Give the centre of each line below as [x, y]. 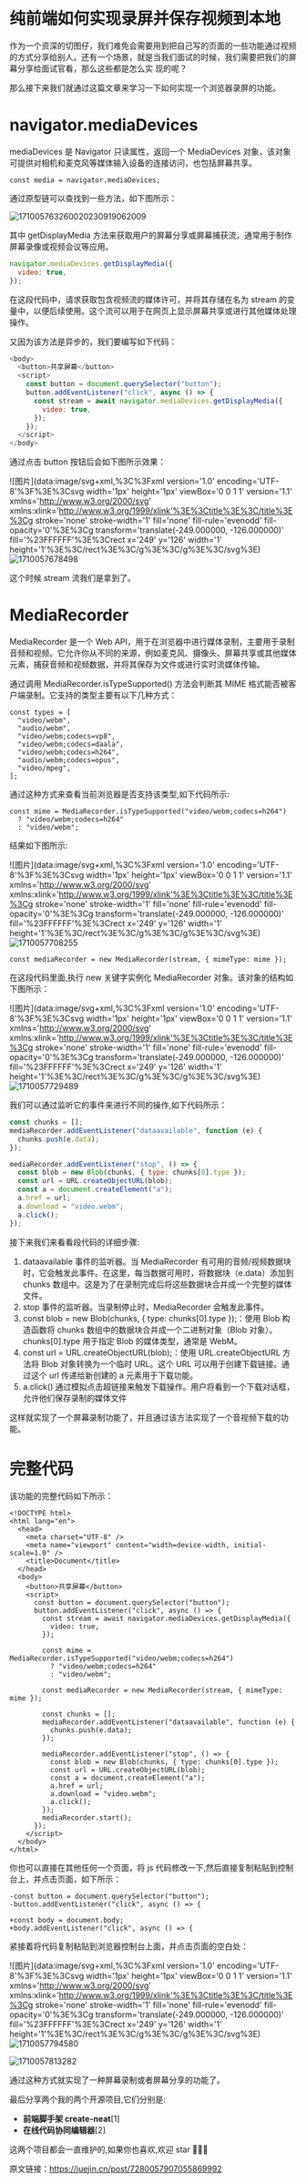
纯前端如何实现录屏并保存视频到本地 [145, 19]
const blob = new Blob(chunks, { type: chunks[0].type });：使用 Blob [151, 1318]
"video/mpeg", [44, 769]
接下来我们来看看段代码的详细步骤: [75, 1242]
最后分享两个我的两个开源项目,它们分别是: [88, 2099]
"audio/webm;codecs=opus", [69, 760]
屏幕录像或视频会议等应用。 [61, 246]
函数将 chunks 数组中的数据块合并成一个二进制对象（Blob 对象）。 [154, 1330]
